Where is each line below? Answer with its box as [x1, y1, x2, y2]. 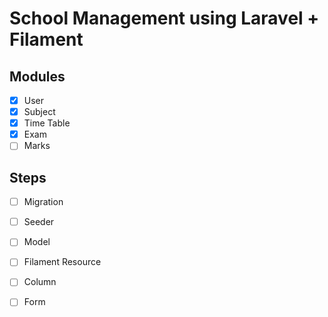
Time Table [23, 117, 71, 129]
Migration [23, 196, 64, 208]
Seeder [23, 216, 55, 228]
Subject [23, 106, 56, 118]
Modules [9, 68, 66, 85]
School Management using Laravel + [9, 7, 320, 30]
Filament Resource [23, 256, 102, 268]
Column [23, 276, 57, 288]
